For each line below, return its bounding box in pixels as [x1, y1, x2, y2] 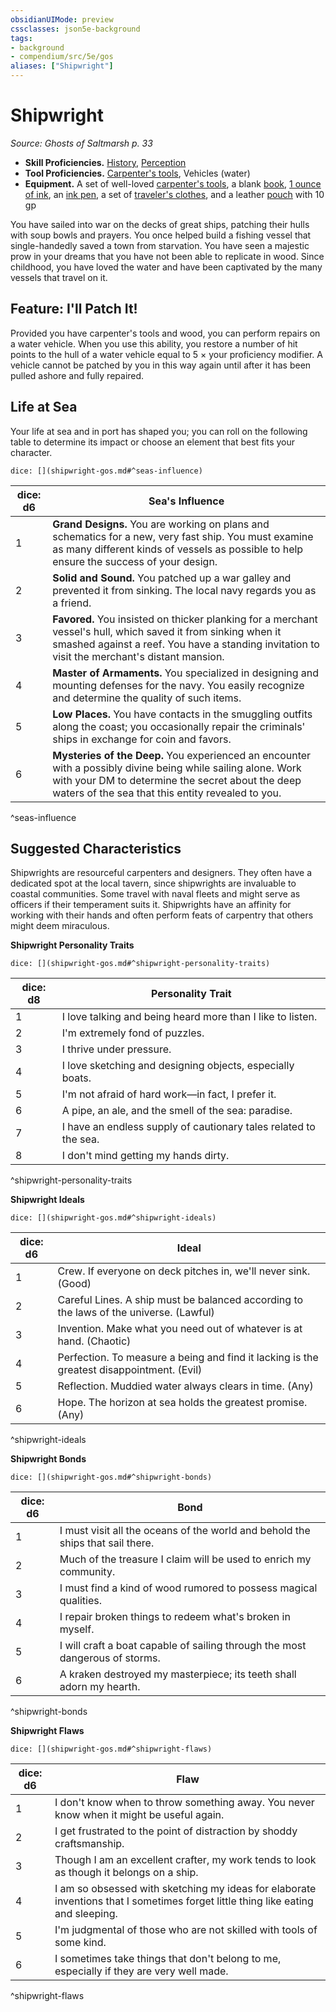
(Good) [57, 1277, 92, 1291]
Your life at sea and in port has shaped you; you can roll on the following [10, 425, 308, 437]
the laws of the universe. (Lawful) [57, 1306, 215, 1320]
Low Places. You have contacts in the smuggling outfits [52, 707, 313, 721]
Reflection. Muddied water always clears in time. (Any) [57, 1379, 314, 1393]
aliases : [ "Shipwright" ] [10, 61, 114, 71]
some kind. [54, 1936, 107, 1950]
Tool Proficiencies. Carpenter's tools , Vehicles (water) [24, 167, 251, 179]
